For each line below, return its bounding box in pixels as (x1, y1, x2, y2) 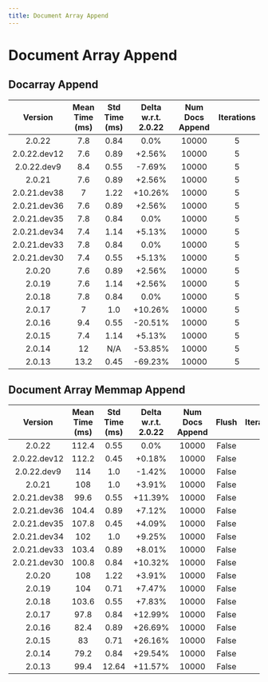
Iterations (218, 111, 256, 122)
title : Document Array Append (8, 11, 109, 20)
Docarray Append (8, 78, 99, 92)
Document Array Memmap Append (8, 383, 186, 397)
